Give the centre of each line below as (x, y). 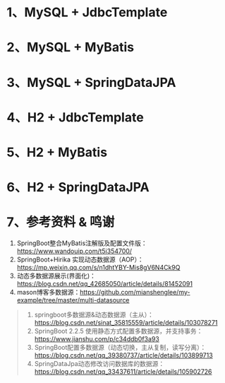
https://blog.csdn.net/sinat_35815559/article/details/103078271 (126, 323)
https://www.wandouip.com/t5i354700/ (74, 251)
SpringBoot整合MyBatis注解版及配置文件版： (82, 243)
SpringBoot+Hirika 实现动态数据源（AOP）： (80, 259)
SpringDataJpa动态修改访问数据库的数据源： (99, 364)
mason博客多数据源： (48, 293)
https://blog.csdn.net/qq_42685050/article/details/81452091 (105, 284)
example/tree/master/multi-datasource (73, 300)
